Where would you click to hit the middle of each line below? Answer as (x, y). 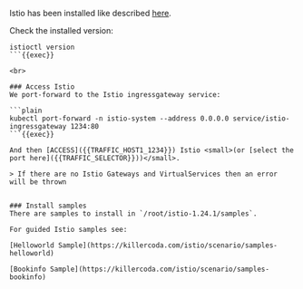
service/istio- (261, 119)
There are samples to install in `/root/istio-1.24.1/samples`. (133, 214)
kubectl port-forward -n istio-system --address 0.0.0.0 (119, 119)
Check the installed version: (61, 30)
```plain (26, 111)
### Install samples (49, 206)
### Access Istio (42, 87)
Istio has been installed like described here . (91, 13)
